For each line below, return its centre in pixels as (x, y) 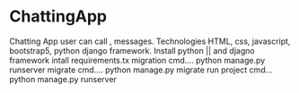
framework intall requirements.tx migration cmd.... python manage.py (137, 60)
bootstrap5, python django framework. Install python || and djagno (132, 50)
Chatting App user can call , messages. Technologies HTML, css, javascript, (150, 41)
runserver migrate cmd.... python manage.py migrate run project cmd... (141, 70)
